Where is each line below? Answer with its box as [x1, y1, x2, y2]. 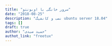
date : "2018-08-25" [5, 11, 45, 16]
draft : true [5, 25, 29, 30]
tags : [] [5, 20, 23, 25]
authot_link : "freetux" [5, 34, 54, 39]
